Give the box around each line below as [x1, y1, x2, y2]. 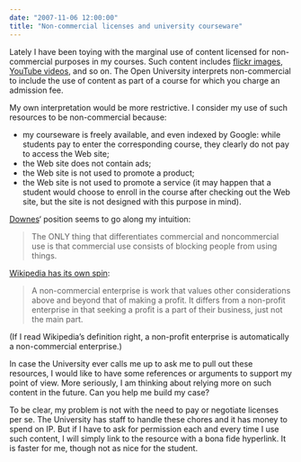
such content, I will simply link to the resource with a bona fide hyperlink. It [9, 433, 287, 444]
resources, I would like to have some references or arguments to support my [9, 367, 292, 378]
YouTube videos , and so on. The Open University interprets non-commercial [9, 65, 292, 77]
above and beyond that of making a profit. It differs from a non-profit [31, 294, 286, 305]
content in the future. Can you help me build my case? [9, 386, 210, 397]
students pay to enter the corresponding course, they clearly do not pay [22, 139, 290, 149]
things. [31, 249, 58, 261]
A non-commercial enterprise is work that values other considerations [31, 285, 291, 295]
